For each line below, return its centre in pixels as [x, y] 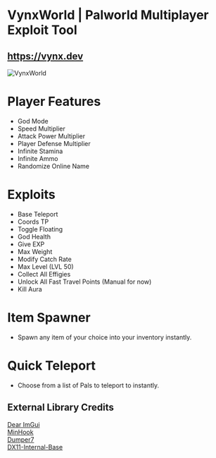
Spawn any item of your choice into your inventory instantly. [104, 337]
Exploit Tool [42, 30]
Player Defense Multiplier [54, 143]
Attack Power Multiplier [51, 136]
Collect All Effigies [44, 274]
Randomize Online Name [53, 166]
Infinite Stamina [40, 151]
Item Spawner [49, 318]
